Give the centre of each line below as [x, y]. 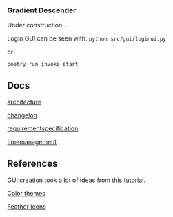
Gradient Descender [42, 10]
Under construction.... [38, 25]
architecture [24, 102]
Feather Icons [27, 206]
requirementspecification [43, 128]
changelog [22, 115]
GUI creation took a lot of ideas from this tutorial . [77, 180]
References [32, 163]
